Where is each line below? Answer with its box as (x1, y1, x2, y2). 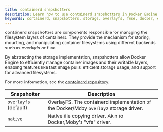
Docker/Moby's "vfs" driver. (48, 119, 112, 126)
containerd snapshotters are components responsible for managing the (5, 30, 147, 35)
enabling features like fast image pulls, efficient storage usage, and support (5, 65, 156, 70)
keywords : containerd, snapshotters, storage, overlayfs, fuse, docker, (5, 16, 155, 21)
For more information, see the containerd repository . (5, 79, 110, 85)
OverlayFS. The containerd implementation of (48, 99, 151, 106)
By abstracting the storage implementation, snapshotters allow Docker (5, 54, 146, 60)
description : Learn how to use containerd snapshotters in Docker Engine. (5, 12, 160, 16)
